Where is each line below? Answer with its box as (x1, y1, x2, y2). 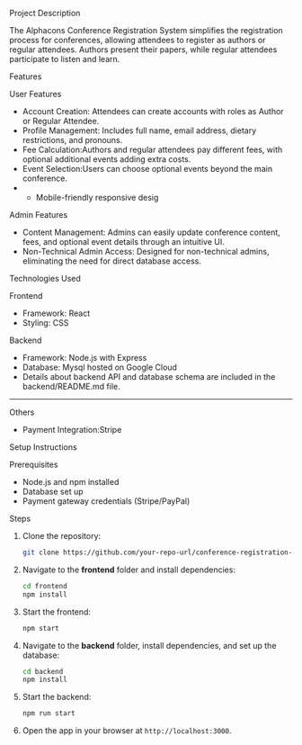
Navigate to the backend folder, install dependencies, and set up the (22, 640, 277, 651)
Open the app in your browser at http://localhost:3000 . (22, 725, 232, 736)
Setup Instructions (9, 442, 78, 453)
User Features (9, 89, 62, 99)
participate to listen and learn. (9, 54, 120, 64)
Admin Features (9, 210, 68, 220)
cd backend (22, 667, 64, 676)
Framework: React (22, 308, 91, 319)
